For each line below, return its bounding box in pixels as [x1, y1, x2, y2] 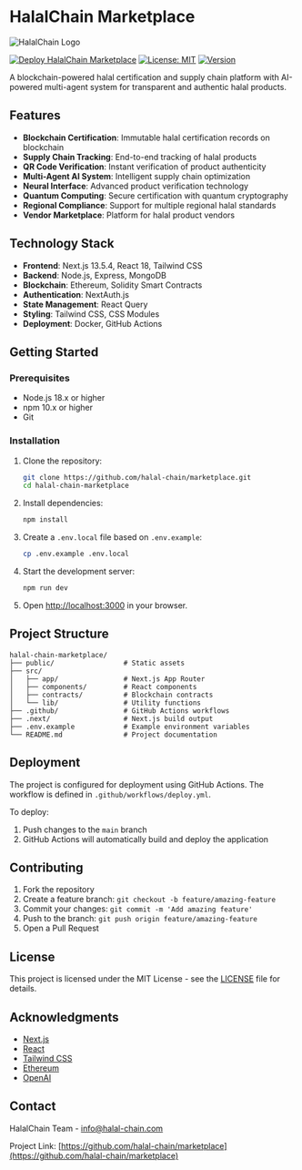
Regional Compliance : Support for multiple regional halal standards [22, 199, 277, 210]
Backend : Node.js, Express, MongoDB [22, 270, 166, 280]
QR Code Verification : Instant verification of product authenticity [22, 161, 267, 172]
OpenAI [22, 1072, 52, 1083]
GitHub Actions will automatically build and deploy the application [22, 833, 269, 844]
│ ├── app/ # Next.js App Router [9, 674, 206, 684]
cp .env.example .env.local [22, 549, 129, 559]
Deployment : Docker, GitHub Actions [22, 318, 163, 329]
